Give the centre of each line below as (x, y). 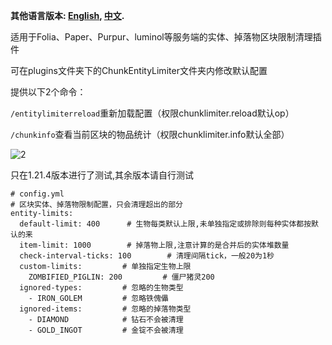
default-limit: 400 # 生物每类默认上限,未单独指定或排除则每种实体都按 (165, 224)
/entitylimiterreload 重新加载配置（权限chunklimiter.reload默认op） (152, 113)
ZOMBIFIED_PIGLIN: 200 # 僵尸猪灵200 (121, 277)
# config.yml (37, 194)
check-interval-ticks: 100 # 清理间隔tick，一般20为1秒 (147, 256)
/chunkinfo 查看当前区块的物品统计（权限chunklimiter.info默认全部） (150, 134)
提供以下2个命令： (48, 92)
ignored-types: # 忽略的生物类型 (101, 288)
